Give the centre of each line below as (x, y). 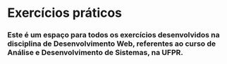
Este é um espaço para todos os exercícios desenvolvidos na (114, 35)
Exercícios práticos (65, 13)
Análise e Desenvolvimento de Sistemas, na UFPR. (95, 53)
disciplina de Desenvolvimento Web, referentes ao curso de (112, 44)
